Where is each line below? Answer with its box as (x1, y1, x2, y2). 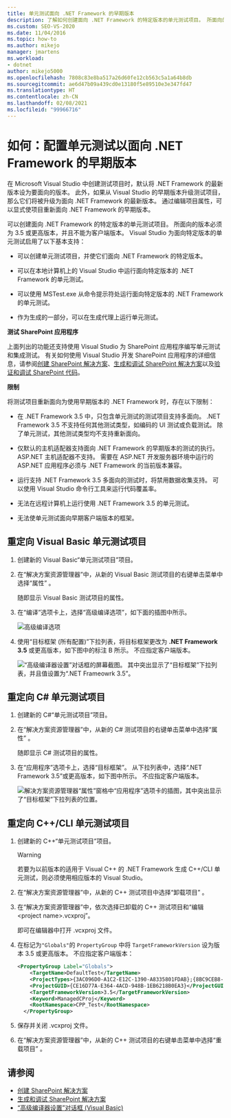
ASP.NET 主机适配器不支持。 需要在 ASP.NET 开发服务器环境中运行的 (16, 452, 214, 460)
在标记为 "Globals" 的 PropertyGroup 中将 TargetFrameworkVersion (16, 941, 201, 949)
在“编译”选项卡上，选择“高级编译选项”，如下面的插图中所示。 (16, 608, 191, 616)
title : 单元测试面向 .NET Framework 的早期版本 (7, 10, 135, 17)
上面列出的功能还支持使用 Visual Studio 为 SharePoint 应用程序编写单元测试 (7, 342, 221, 350)
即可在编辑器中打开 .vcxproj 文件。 (16, 926, 116, 935)
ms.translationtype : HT (7, 87, 76, 94)
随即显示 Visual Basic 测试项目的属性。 (16, 593, 128, 602)
